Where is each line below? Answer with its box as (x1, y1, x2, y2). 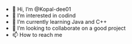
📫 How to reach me (12, 32, 62, 38)
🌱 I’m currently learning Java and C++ (12, 18, 107, 25)
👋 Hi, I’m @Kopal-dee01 (12, 6, 71, 12)
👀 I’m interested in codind (12, 12, 76, 19)
